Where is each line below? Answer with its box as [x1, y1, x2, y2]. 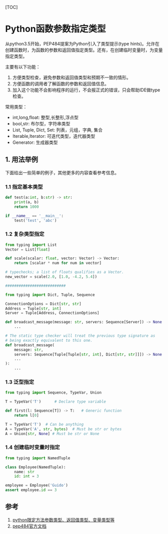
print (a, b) [14, 199, 39, 204]
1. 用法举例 [5, 155, 38, 164]
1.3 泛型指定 [5, 379, 34, 386]
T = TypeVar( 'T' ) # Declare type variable [5, 399, 106, 404]
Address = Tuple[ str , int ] [5, 306, 61, 311]
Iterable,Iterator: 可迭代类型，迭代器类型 [12, 133, 95, 139]
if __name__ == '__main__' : [5, 213, 64, 218]
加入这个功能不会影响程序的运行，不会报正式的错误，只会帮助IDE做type [12, 87, 160, 93]
